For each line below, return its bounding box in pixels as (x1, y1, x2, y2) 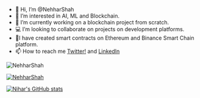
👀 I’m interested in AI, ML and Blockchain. (15, 12, 120, 19)
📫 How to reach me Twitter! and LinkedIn (15, 47, 120, 55)
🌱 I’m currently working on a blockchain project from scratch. (15, 19, 170, 26)
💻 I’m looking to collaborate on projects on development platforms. (15, 26, 185, 33)
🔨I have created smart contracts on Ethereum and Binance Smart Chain (15, 34, 195, 41)
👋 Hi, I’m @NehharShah (15, 6, 74, 13)
